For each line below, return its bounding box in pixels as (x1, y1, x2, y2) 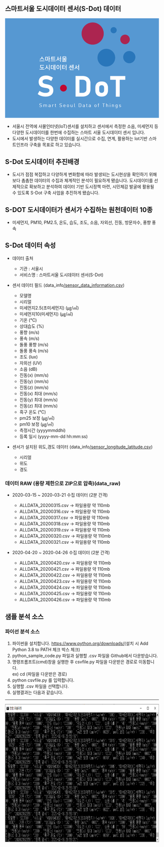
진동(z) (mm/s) (19, 384, 49, 390)
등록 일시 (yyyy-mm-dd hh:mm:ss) (19, 433, 88, 439)
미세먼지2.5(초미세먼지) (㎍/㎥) (19, 305, 79, 311)
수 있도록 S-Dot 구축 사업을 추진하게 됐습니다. (12, 190, 100, 196)
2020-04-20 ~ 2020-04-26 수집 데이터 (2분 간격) (12, 550, 110, 556)
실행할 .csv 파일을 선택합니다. (12, 683, 69, 689)
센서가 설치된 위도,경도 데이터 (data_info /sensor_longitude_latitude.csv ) (12, 444, 153, 450)
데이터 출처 (12, 255, 34, 261)
